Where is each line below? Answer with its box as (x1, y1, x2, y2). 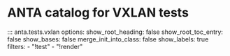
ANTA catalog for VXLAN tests (7, 5, 189, 21)
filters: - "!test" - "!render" (7, 42, 83, 50)
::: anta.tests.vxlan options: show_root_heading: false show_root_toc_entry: (7, 28, 224, 36)
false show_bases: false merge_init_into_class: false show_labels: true (7, 35, 209, 43)
